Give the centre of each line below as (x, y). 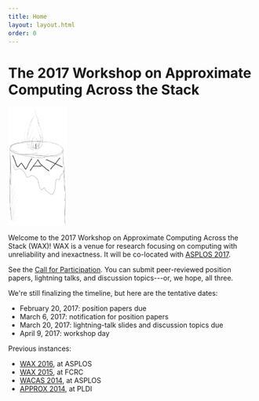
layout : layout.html (42, 25)
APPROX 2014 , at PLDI (56, 388)
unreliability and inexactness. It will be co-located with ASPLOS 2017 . (120, 254)
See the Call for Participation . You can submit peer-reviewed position (120, 269)
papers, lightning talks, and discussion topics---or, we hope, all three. (121, 278)
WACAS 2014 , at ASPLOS (60, 380)
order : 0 (22, 33)
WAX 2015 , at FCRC (51, 372)
